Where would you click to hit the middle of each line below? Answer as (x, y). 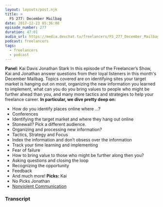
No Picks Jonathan (31, 181)
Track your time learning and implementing (55, 145)
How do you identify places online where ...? (56, 109)
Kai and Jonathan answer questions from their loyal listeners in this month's (81, 74)
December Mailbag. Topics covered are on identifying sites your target (76, 79)
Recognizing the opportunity (41, 166)
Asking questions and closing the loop (50, 160)
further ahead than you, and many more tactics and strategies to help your (79, 94)
